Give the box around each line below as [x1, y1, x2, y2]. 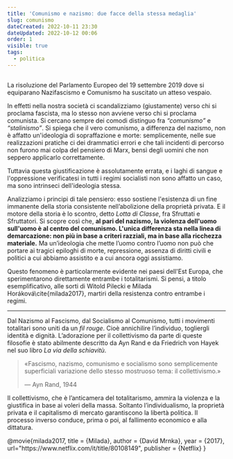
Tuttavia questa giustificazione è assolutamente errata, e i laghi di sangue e [7, 167, 223, 175]
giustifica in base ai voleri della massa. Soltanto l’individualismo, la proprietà [7, 401, 225, 410]
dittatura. [7, 424, 33, 432]
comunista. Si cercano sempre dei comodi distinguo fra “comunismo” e [7, 116, 212, 125]
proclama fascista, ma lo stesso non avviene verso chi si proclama [7, 109, 197, 118]
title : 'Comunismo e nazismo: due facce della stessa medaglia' [7, 10, 197, 17]
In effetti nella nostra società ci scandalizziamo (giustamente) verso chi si [7, 102, 217, 110]
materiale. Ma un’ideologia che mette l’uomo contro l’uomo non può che [7, 239, 214, 248]
